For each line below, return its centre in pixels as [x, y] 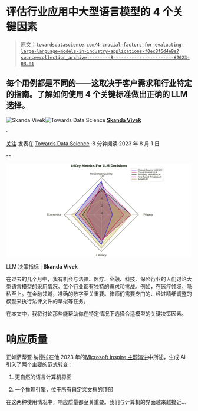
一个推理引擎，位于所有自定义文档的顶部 [64, 389]
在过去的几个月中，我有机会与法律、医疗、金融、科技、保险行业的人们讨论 [96, 279]
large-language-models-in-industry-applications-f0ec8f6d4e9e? [100, 51]
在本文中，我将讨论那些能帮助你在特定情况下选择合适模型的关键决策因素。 [96, 313]
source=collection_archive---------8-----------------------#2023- [105, 57]
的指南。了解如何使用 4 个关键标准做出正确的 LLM [97, 95]
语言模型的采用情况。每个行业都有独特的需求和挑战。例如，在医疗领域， [99, 286]
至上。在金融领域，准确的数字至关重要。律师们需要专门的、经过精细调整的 [101, 294]
